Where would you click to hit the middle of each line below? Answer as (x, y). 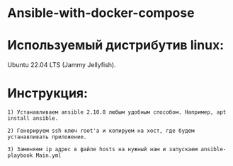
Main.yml (49, 156)
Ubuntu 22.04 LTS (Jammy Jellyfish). (62, 65)
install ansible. (33, 119)
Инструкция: (48, 94)
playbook (20, 156)
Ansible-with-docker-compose (101, 13)
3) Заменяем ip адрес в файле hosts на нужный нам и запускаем (103, 150)
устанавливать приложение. (47, 137)
